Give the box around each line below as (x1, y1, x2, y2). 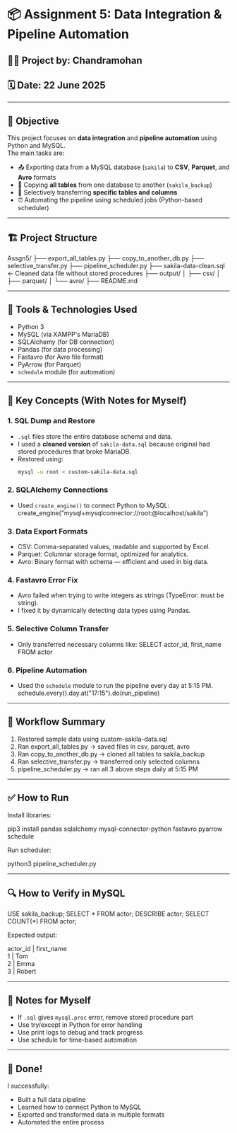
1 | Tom (7, 952, 28, 960)
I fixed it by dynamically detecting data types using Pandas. (17, 606, 191, 615)
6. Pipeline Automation (7, 665, 87, 675)
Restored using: (17, 454, 63, 463)
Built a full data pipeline (17, 1095, 86, 1103)
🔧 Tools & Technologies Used (7, 304, 138, 316)
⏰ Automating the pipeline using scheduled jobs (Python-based (17, 196, 203, 205)
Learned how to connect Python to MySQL (17, 1103, 142, 1111)
